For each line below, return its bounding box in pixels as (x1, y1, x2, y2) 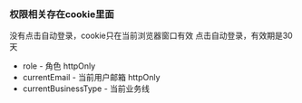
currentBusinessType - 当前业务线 (22, 83, 151, 94)
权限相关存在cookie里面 (9, 7, 115, 20)
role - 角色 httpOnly (22, 61, 96, 71)
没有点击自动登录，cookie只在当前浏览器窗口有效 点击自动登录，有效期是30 (9, 30, 293, 42)
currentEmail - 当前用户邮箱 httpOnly (22, 72, 161, 83)
